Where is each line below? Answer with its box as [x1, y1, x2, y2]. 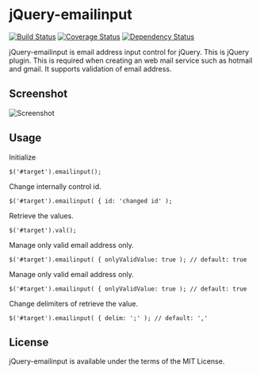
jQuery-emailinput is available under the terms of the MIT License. [9, 357, 225, 366]
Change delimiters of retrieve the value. [9, 299, 138, 308]
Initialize [9, 152, 36, 162]
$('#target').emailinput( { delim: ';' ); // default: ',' [9, 314, 208, 322]
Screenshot [9, 87, 68, 101]
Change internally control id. [9, 181, 101, 191]
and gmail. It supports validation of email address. [9, 64, 173, 73]
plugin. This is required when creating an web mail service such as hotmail [9, 56, 253, 65]
